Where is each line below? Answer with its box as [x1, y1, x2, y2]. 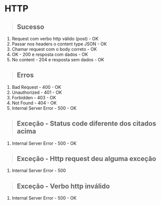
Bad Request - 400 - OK [11, 84, 61, 90]
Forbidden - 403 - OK [11, 94, 56, 100]
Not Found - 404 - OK [11, 100, 57, 106]
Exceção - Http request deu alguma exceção [16, 155, 157, 163]
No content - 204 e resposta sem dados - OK [11, 57, 104, 62]
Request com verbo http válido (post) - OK [11, 36, 99, 41]
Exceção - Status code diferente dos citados [16, 120, 157, 128]
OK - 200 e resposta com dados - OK [11, 51, 88, 57]
